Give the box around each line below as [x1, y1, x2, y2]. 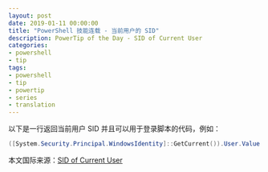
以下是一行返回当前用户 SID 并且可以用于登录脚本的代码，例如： [8, 124, 221, 134]
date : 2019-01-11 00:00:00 [8, 19, 99, 27]
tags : [8, 64, 26, 72]
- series [8, 94, 38, 102]
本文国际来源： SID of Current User [8, 155, 123, 165]
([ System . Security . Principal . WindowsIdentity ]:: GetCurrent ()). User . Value [8, 140, 261, 148]
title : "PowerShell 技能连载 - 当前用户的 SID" [8, 26, 160, 34]
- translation [8, 101, 56, 109]
